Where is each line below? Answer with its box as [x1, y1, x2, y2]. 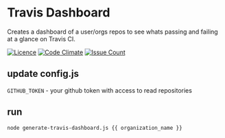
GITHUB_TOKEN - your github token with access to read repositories [7, 86, 192, 94]
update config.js [7, 68, 79, 80]
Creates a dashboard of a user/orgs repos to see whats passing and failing [7, 27, 218, 36]
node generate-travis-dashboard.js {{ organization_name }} [7, 124, 183, 131]
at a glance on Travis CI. [7, 34, 75, 43]
